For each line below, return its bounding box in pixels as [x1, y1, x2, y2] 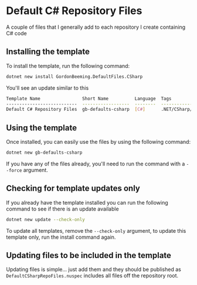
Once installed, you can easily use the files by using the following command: [6, 138, 191, 145]
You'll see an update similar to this [6, 84, 89, 91]
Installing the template [6, 47, 90, 57]
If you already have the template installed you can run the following [6, 199, 168, 206]
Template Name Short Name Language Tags [6, 96, 172, 101]
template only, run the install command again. [6, 233, 116, 240]
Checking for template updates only [6, 184, 141, 194]
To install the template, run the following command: [6, 62, 130, 69]
